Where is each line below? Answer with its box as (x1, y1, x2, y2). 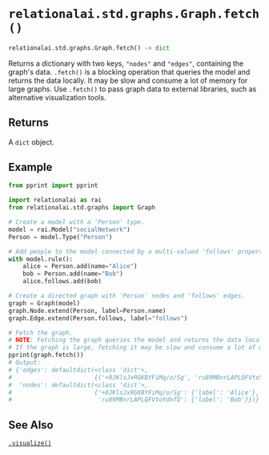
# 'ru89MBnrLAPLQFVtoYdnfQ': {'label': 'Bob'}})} (8, 396, 260, 404)
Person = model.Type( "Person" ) (8, 233, 113, 241)
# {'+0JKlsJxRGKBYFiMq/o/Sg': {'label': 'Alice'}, (8, 388, 260, 396)
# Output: (8, 359, 42, 367)
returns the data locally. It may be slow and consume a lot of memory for (8, 75, 248, 85)
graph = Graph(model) (8, 299, 81, 307)
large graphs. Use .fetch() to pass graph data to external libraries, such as (8, 83, 257, 94)
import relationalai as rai (8, 196, 102, 205)
